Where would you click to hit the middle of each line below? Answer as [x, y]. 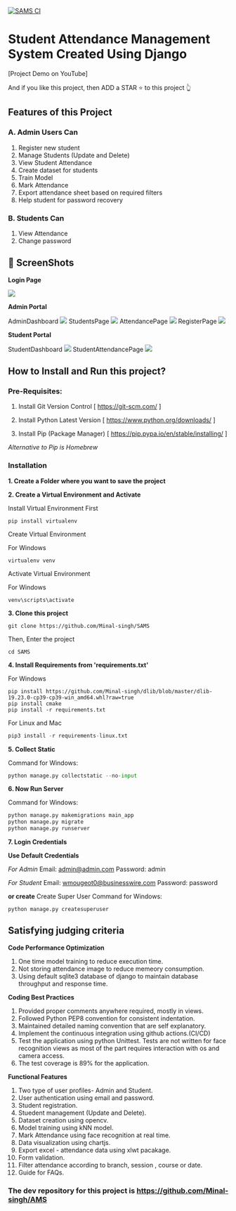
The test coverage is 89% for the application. [84, 1063]
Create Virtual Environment [47, 534]
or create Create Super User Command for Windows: [85, 896]
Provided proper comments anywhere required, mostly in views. [111, 1011]
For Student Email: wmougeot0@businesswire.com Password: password [113, 883]
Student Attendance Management [109, 39]
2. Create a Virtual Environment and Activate [74, 495]
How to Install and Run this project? [87, 371]
